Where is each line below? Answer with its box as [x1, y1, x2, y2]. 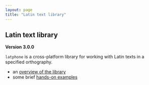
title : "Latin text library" [5, 12, 66, 17]
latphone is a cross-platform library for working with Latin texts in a [5, 54, 144, 60]
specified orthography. [5, 59, 53, 65]
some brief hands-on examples [12, 74, 78, 80]
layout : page [5, 7, 33, 13]
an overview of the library [12, 69, 66, 75]
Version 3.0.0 [5, 44, 34, 50]
